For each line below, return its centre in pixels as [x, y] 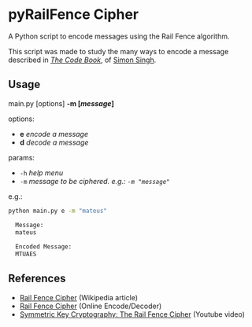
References [37, 279]
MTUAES [26, 254]
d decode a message [54, 142]
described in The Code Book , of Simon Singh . [82, 60]
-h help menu [41, 173]
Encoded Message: [44, 247]
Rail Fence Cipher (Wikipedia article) [79, 297]
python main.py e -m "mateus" [58, 211]
